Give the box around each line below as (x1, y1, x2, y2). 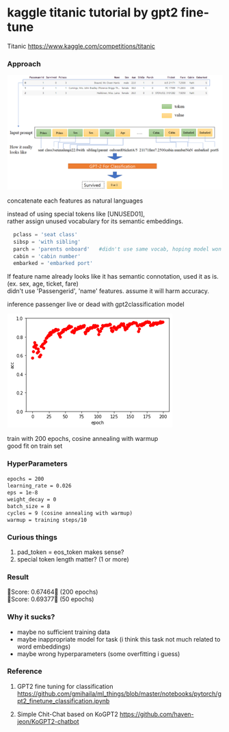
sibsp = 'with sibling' (13, 238, 81, 245)
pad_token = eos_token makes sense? (16, 548, 124, 556)
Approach (7, 59, 41, 68)
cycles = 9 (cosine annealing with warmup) (7, 509, 133, 516)
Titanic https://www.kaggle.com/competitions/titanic (7, 42, 156, 50)
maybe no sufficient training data (16, 628, 111, 636)
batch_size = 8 (7, 503, 51, 509)
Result (7, 572, 29, 581)
